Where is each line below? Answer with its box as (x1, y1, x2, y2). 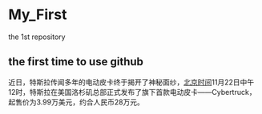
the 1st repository (8, 32, 66, 41)
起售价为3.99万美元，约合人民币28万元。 (8, 97, 144, 107)
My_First (8, 6, 67, 24)
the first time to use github (8, 55, 144, 69)
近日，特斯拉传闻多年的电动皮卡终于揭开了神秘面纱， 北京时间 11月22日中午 (8, 77, 255, 87)
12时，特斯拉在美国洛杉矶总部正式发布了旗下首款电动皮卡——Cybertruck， (8, 87, 256, 96)
